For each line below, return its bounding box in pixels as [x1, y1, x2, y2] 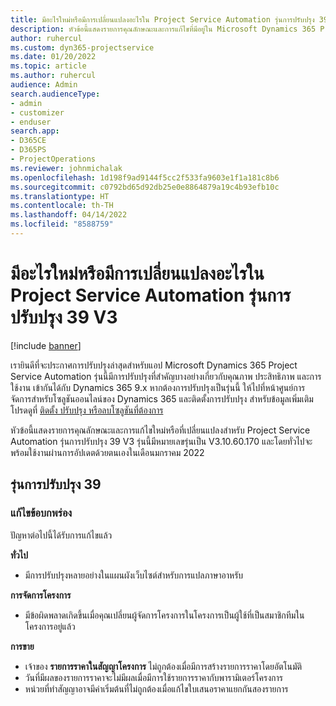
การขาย [10, 640, 35, 652]
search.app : [10, 126, 60, 136]
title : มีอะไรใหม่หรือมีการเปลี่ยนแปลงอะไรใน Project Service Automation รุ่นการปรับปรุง [10, 14, 315, 25]
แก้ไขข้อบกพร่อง [10, 506, 73, 520]
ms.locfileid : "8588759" [10, 219, 114, 230]
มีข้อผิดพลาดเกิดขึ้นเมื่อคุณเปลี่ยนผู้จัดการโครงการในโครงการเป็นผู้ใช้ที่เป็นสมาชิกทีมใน [24, 609, 305, 621]
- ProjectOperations [10, 154, 97, 164]
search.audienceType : [10, 89, 101, 99]
